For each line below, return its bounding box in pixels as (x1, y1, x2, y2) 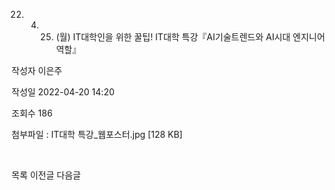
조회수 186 (11, 107, 53, 119)
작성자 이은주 (11, 65, 63, 76)
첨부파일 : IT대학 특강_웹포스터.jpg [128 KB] (11, 129, 183, 140)
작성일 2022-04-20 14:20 (11, 86, 115, 98)
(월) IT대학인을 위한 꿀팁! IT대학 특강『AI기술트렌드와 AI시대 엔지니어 (55, 31, 326, 43)
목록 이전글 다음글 (11, 169, 81, 181)
